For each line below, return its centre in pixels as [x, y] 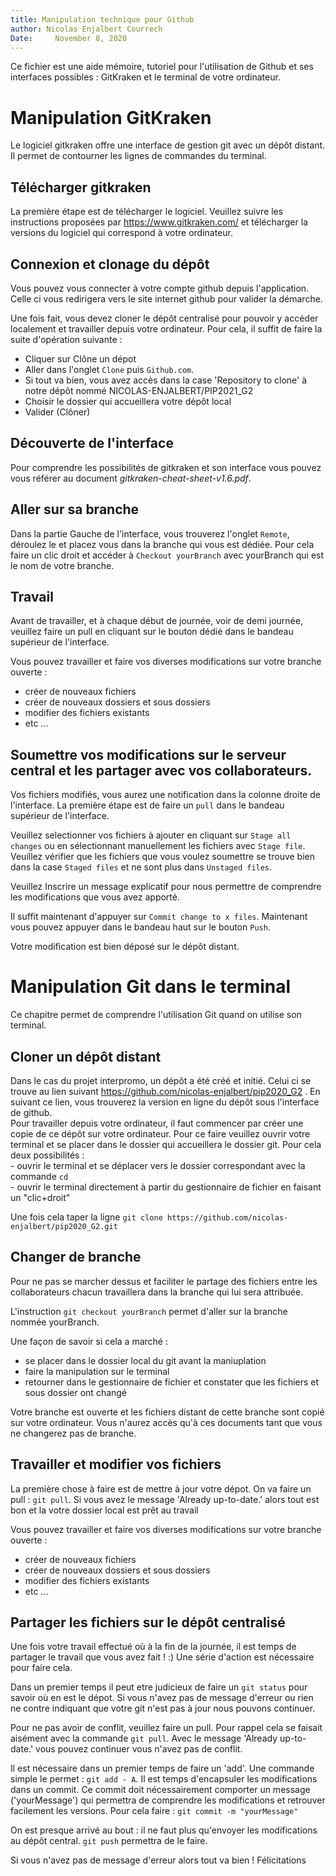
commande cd [39, 1176]
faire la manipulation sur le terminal [97, 1371]
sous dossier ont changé [76, 1392]
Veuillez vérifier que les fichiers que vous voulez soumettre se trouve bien [162, 857]
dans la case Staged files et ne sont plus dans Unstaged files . [141, 867]
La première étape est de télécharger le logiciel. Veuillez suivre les [147, 212]
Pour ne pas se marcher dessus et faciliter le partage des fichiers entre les [164, 1281]
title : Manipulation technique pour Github [102, 19]
